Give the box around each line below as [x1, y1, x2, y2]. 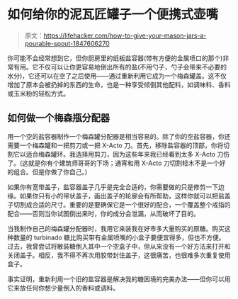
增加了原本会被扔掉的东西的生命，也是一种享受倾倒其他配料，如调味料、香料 [7, 80, 231, 89]
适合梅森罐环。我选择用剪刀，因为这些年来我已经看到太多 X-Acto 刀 [25, 149, 224, 158]
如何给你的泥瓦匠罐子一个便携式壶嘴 [7, 6, 219, 23]
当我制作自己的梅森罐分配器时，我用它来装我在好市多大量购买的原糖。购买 [7, 224, 225, 232]
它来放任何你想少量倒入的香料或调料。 [7, 283, 119, 292]
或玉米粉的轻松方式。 [7, 89, 69, 98]
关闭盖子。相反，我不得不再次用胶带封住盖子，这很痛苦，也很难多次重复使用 [7, 251, 231, 259]
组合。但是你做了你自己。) [13, 167, 88, 176]
